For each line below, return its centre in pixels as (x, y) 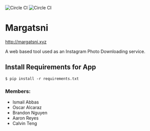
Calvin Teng (25, 123)
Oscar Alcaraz (27, 107)
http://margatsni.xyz (26, 41)
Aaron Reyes (25, 118)
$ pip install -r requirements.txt (42, 78)
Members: (18, 91)
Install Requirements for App (51, 67)
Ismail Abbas (25, 102)
